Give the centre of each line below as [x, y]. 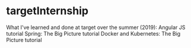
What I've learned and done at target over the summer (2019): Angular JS [96, 27]
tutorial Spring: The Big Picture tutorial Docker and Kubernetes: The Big [93, 33]
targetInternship [47, 11]
